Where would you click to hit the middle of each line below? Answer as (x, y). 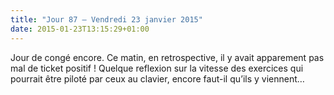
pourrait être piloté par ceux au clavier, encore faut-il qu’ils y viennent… (157, 78)
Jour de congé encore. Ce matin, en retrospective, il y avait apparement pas (167, 57)
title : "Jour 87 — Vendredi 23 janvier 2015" (106, 19)
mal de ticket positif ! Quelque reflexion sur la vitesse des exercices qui (157, 68)
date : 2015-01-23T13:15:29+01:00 (80, 29)
